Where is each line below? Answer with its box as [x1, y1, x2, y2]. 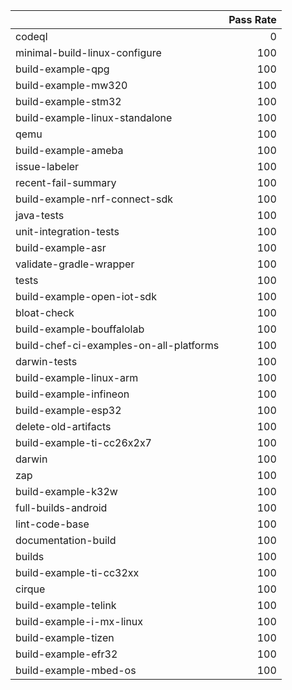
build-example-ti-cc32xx [15, 566, 140, 579]
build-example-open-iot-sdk [15, 290, 157, 303]
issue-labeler [15, 160, 80, 173]
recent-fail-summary [15, 176, 117, 189]
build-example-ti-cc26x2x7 [15, 436, 152, 449]
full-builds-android [15, 501, 108, 514]
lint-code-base [15, 517, 90, 531]
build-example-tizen [15, 631, 115, 644]
